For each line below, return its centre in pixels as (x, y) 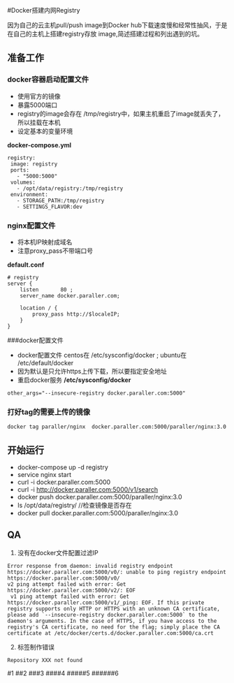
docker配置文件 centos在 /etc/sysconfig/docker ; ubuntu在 (102, 355)
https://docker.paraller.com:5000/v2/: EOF (72, 590)
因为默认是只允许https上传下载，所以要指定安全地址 (92, 371)
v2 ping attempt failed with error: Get (67, 584)
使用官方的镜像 (39, 96)
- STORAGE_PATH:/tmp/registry (60, 200)
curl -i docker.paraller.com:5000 (64, 482)
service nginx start (44, 475)
